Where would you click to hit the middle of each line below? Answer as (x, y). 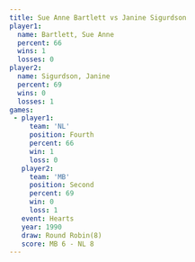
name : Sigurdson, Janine (64, 77)
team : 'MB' (49, 176)
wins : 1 (32, 51)
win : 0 (41, 202)
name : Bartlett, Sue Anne (66, 34)
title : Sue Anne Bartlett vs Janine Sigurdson (98, 18)
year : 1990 (42, 227)
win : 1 (41, 151)
